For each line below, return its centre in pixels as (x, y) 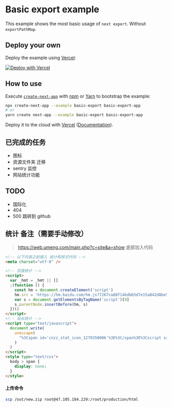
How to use (24, 84)
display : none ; (31, 366)
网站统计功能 (26, 175)
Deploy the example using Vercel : (41, 57)
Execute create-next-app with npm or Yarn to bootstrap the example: (78, 96)
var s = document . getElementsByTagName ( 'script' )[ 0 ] (72, 299)
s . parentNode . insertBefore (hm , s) (51, 304)
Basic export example (52, 9)
